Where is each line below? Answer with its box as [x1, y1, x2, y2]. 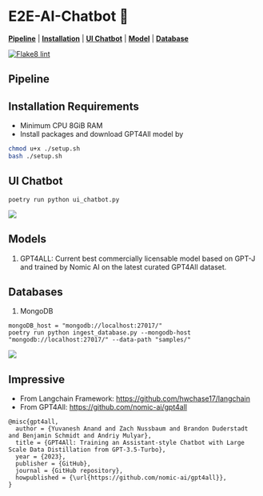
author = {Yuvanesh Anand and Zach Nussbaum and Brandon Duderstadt [15, 425, 249, 433]
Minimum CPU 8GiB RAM [19, 121, 103, 130]
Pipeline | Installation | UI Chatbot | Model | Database [8, 34, 189, 43]
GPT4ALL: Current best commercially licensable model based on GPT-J [19, 254, 256, 263]
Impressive [8, 372, 66, 386]
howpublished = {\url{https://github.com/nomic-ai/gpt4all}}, [15, 474, 227, 482]
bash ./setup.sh [8, 152, 62, 161]
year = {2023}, [15, 453, 66, 461]
